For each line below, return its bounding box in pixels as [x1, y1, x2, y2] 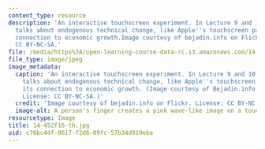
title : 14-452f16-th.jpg [8, 121, 90, 129]
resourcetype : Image [8, 114, 77, 122]
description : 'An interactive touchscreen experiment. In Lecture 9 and [8, 19, 252, 27]
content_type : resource [8, 11, 87, 20]
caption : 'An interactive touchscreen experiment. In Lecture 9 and [15, 70, 245, 78]
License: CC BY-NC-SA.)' [22, 92, 104, 100]
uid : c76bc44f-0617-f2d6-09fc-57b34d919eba [8, 129, 154, 136]
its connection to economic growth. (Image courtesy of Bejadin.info [22, 84, 256, 93]
